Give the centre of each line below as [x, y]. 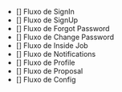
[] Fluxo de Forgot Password [63, 28]
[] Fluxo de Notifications [56, 54]
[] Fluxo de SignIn [45, 12]
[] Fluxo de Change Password [65, 37]
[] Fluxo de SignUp [47, 20]
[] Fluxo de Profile [45, 62]
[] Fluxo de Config [46, 80]
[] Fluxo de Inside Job [52, 46]
